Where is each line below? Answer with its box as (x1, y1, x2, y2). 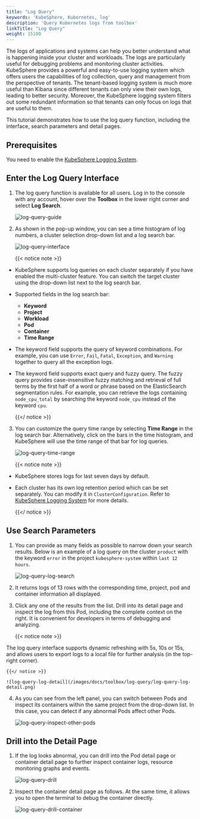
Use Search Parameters (6, 526, 96, 536)
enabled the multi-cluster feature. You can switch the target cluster (14, 272, 180, 280)
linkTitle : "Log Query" (6, 25, 66, 32)
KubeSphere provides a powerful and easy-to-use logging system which (6, 66, 185, 74)
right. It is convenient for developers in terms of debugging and (14, 614, 171, 621)
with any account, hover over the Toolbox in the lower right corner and (14, 195, 189, 202)
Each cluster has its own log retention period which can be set (14, 484, 168, 491)
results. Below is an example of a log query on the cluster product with (14, 548, 188, 555)
